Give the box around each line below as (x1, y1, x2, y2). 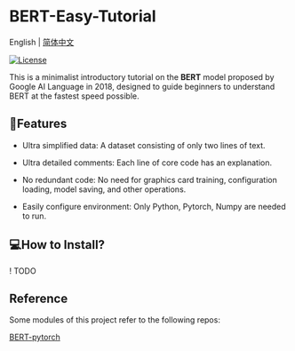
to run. (21, 211, 47, 221)
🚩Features (9, 116, 68, 132)
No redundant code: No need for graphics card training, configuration (21, 174, 277, 185)
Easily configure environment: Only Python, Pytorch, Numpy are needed (21, 201, 286, 211)
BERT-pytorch (9, 331, 60, 343)
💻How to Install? (9, 237, 105, 252)
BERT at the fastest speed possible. (9, 91, 140, 101)
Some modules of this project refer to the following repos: (9, 315, 220, 325)
